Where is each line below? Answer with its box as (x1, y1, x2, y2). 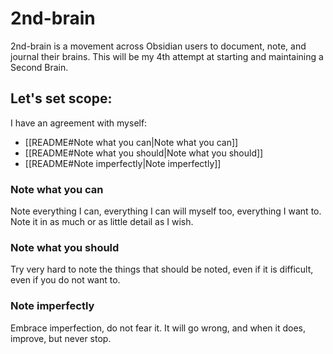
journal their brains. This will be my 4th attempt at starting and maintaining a (10, 50, 324, 62)
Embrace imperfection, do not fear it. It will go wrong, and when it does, (10, 322, 306, 334)
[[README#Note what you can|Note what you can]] (24, 136, 239, 148)
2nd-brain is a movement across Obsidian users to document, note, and (10, 40, 307, 52)
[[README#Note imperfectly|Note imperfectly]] (24, 157, 222, 169)
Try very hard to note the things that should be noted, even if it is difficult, (10, 263, 314, 276)
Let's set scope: (10, 90, 113, 107)
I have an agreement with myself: (10, 117, 148, 129)
